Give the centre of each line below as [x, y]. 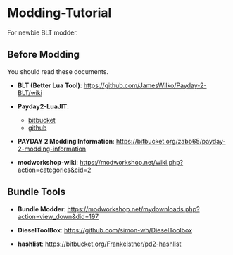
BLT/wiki [30, 92]
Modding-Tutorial [59, 13]
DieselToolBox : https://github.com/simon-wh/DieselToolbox [105, 230]
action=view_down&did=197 [58, 216]
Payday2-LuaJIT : [43, 106]
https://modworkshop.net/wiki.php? [132, 162]
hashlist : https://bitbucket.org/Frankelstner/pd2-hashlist [99, 244]
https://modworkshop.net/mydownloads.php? [133, 209]
